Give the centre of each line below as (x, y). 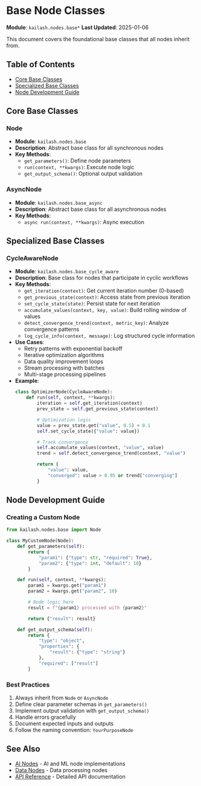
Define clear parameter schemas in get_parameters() (81, 704)
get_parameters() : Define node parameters (78, 161)
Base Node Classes (56, 11)
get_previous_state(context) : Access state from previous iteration (107, 297)
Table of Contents (41, 65)
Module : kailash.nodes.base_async (59, 202)
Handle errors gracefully (46, 717)
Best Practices (28, 684)
